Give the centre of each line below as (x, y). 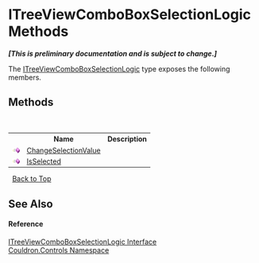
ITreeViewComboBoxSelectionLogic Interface (83, 242)
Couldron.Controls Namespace (59, 250)
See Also (31, 204)
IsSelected (44, 161)
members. (25, 77)
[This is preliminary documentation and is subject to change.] (112, 53)
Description (127, 139)
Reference (26, 224)
